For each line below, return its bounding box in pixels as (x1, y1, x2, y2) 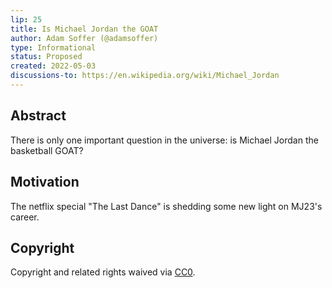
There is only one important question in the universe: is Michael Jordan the (10, 134, 319, 146)
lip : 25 (10, 14, 43, 25)
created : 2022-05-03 (10, 61, 97, 71)
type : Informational (10, 42, 97, 53)
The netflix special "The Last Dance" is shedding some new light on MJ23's (10, 200, 323, 212)
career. (10, 211, 40, 223)
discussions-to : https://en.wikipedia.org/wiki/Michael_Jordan (10, 71, 280, 81)
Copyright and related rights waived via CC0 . (10, 266, 196, 278)
